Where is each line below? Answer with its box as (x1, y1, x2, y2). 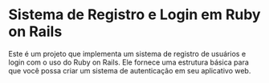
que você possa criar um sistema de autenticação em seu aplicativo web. (8, 65, 251, 75)
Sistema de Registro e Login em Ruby (8, 6, 261, 24)
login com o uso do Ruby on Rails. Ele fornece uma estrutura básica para (8, 57, 249, 67)
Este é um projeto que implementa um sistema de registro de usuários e (8, 49, 247, 58)
